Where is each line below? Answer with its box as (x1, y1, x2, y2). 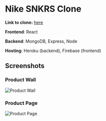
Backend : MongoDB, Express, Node (5, 38, 78, 44)
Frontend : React (5, 29, 38, 35)
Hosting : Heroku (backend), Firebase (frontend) (5, 48, 101, 53)
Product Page (5, 100, 38, 106)
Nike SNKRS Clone (5, 3, 82, 15)
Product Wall (5, 76, 36, 83)
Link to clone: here (5, 19, 43, 25)
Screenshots (5, 62, 45, 70)
